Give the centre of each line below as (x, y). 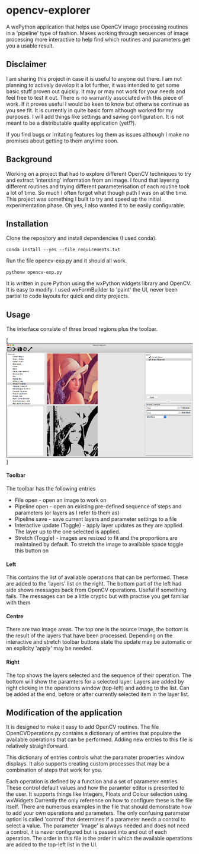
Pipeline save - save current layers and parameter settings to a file (96, 519)
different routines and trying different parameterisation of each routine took (98, 186)
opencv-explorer (48, 10)
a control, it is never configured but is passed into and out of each (86, 832)
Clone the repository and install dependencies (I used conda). (81, 238)
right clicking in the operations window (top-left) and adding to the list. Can (98, 688)
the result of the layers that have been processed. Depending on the (89, 635)
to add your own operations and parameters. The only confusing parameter (98, 813)
